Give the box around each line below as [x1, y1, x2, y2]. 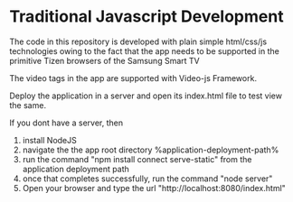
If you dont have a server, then [9, 117, 124, 128]
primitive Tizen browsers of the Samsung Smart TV [9, 55, 201, 66]
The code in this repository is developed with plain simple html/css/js [9, 36, 268, 47]
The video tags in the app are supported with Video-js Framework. [9, 72, 258, 83]
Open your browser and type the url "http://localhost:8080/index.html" [22, 182, 287, 193]
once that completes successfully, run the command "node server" [22, 173, 273, 184]
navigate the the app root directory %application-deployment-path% [22, 144, 279, 155]
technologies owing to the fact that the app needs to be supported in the [9, 45, 280, 56]
